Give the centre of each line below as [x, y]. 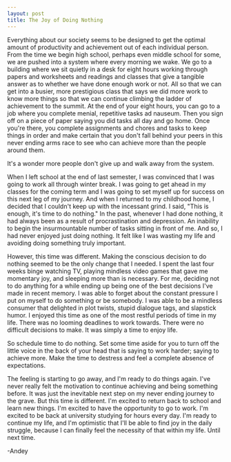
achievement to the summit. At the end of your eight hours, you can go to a [114, 106]
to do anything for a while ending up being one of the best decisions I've [110, 286]
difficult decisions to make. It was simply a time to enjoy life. [92, 330]
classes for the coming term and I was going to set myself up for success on [116, 192]
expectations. [27, 365]
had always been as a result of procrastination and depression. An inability [113, 221]
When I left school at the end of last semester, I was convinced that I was [111, 176]
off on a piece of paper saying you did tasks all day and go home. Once [109, 120]
